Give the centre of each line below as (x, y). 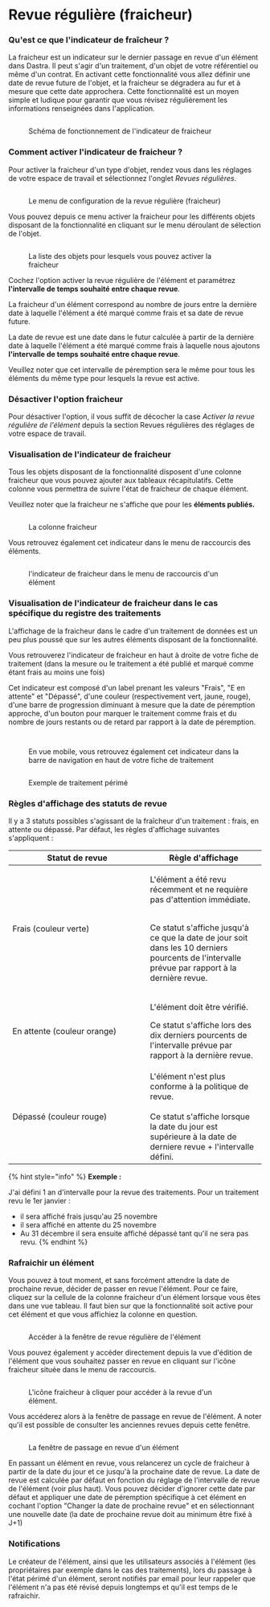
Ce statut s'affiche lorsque (200, 1117)
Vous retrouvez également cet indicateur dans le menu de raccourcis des (130, 543)
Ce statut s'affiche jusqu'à (199, 928)
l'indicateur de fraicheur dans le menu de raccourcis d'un (123, 574)
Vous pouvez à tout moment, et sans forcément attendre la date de (119, 1281)
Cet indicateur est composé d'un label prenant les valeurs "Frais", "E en (127, 687)
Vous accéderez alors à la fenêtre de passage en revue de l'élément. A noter (135, 1416)
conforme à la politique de (199, 1086)
